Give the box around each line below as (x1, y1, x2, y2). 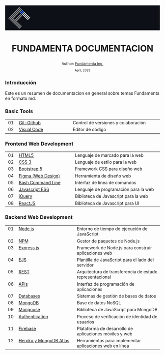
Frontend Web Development (5, 140, 74, 147)
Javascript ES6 (19, 186, 50, 192)
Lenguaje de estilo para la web (75, 159, 137, 165)
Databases (18, 293, 40, 299)
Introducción (5, 79, 37, 86)
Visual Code (19, 126, 43, 133)
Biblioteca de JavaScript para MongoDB (77, 307, 158, 313)
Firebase (18, 325, 36, 331)
